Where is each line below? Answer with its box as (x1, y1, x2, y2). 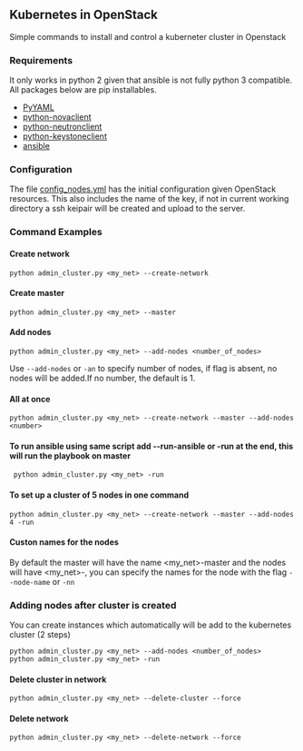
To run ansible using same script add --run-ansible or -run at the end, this (9, 440, 294, 451)
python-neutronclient (22, 122, 103, 133)
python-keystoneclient (22, 131, 107, 142)
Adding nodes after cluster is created (9, 598, 177, 611)
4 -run (9, 518, 34, 527)
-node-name (9, 578, 51, 587)
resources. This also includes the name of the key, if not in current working (9, 193, 289, 204)
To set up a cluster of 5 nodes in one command (9, 489, 189, 500)
